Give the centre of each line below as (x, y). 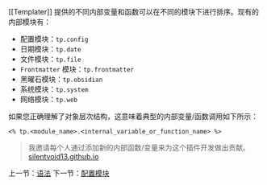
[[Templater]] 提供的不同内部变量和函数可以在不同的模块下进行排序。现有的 (134, 12)
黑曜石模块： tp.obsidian (61, 79)
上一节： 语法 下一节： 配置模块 (59, 173)
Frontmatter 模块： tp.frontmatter (77, 69)
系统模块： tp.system (54, 89)
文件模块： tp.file (50, 59)
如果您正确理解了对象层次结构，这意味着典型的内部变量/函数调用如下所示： (133, 116)
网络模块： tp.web (49, 99)
